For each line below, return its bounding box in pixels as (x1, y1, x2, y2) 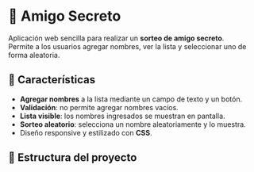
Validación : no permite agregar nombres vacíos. (19, 102, 179, 112)
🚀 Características (8, 73, 96, 86)
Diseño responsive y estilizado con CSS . (19, 128, 152, 137)
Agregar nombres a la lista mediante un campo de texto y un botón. (19, 94, 243, 104)
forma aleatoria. (8, 50, 60, 59)
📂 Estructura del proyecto (8, 151, 137, 165)
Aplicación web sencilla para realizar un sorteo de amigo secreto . (8, 33, 225, 43)
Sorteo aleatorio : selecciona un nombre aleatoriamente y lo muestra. (19, 119, 246, 129)
